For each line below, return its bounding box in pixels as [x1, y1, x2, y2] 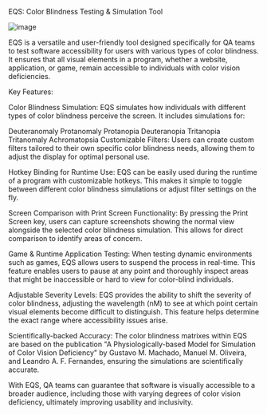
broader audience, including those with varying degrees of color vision [8, 389, 241, 398]
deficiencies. [8, 72, 51, 81]
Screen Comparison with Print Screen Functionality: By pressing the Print [8, 208, 249, 218]
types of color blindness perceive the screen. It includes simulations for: [8, 111, 245, 121]
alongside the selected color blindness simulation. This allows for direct [8, 225, 243, 235]
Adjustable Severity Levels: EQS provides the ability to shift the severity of [8, 290, 252, 299]
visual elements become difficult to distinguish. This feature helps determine [8, 307, 260, 316]
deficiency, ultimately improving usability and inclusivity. [8, 397, 194, 406]
